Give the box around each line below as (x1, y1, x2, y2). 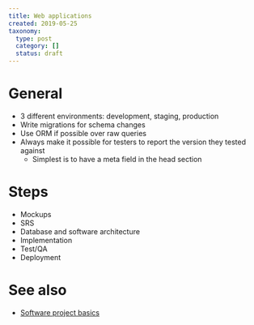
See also (8, 281, 67, 300)
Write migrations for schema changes (19, 119, 146, 130)
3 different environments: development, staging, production (19, 111, 219, 121)
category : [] (15, 42, 60, 50)
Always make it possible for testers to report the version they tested (19, 137, 247, 147)
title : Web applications (8, 11, 92, 20)
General (8, 84, 63, 103)
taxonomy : (8, 27, 42, 35)
